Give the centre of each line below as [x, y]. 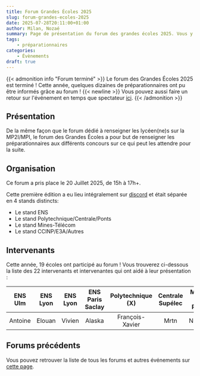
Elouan [46, 320]
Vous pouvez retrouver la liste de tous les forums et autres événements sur [98, 360]
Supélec [171, 303]
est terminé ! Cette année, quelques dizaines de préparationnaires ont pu [96, 85]
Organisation [31, 169]
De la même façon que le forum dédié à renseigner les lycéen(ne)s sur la [95, 131]
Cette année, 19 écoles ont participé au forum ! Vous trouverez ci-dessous [97, 264]
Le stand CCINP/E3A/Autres [49, 232]
